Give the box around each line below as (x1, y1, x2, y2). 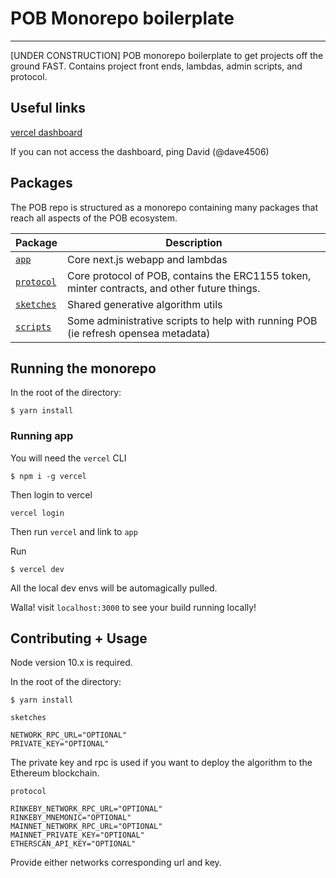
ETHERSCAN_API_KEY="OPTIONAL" (10, 839, 137, 849)
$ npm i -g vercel (10, 471, 87, 481)
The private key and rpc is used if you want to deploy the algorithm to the (10, 757, 313, 769)
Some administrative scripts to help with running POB (67, 313, 318, 327)
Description (165, 235, 223, 249)
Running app (10, 429, 74, 443)
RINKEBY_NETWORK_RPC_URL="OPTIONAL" (10, 804, 163, 814)
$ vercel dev (10, 564, 65, 574)
